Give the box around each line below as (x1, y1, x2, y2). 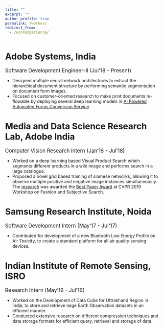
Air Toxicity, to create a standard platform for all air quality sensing (12, 238, 147, 244)
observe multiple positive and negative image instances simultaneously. (12, 178, 158, 184)
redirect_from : (5, 25, 36, 30)
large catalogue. (12, 168, 46, 174)
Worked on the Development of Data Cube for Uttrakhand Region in (12, 297, 148, 303)
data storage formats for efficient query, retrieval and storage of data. (12, 318, 153, 324)
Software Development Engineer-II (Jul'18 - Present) (5, 67, 132, 74)
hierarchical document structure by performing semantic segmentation (12, 83, 156, 89)
